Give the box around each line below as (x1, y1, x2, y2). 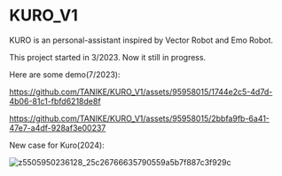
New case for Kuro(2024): (9, 140, 105, 150)
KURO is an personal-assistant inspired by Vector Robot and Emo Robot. (9, 35, 273, 45)
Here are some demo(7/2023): (9, 68, 121, 80)
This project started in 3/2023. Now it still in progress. (9, 52, 207, 62)
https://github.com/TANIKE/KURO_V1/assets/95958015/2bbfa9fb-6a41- (9, 113, 270, 124)
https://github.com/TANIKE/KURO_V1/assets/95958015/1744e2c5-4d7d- (9, 86, 273, 97)
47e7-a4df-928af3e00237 (9, 122, 106, 133)
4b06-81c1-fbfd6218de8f (9, 95, 101, 107)
